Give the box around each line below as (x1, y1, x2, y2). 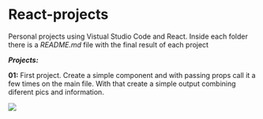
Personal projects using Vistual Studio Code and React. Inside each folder (8, 32, 249, 41)
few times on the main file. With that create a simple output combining (8, 79, 236, 88)
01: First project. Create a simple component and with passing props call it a (8, 70, 256, 80)
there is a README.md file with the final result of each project (8, 39, 209, 49)
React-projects (8, 6, 109, 24)
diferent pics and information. (8, 87, 104, 96)
